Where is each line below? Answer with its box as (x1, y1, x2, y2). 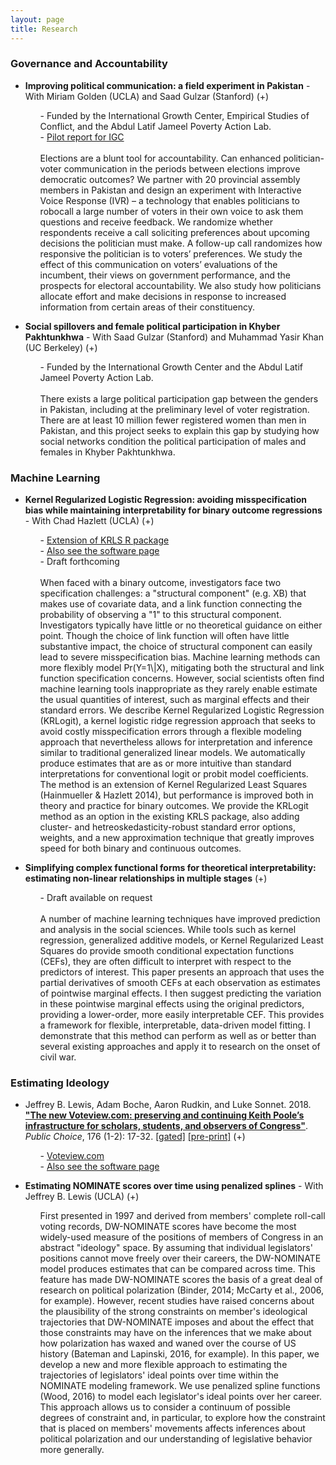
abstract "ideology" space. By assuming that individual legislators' (39, 1242, 313, 1254)
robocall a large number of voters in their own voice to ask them (39, 205, 304, 217)
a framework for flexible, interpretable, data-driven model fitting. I (39, 1019, 311, 1031)
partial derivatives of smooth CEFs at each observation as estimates (39, 977, 321, 989)
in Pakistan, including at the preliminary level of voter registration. (39, 403, 310, 415)
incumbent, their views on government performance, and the (39, 269, 292, 281)
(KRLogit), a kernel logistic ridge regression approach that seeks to (39, 715, 316, 727)
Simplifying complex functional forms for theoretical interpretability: (24, 862, 317, 874)
